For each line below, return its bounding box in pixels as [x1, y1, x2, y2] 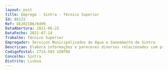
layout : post [5, 7, 32, 12]
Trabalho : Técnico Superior [5, 35, 64, 40]
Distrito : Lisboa [5, 58, 41, 63]
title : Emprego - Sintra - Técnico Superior [5, 12, 99, 17]
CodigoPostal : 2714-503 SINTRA [5, 49, 70, 54]
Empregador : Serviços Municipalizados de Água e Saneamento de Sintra [5, 40, 155, 45]
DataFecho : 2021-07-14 [5, 30, 52, 35]
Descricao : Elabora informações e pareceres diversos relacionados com [5, 44, 157, 49]
